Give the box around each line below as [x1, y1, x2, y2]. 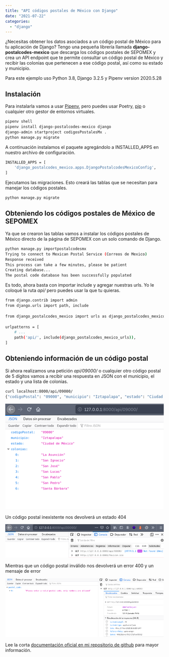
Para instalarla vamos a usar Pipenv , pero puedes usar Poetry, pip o [5, 103, 146, 109]
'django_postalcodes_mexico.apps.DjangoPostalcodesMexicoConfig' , [14, 165, 156, 170]
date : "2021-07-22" [5, 13, 46, 19]
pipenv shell [5, 119, 33, 124]
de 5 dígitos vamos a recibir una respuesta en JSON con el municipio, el [5, 373, 155, 379]
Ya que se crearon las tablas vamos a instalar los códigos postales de [5, 230, 149, 237]
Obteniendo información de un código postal [5, 354, 148, 363]
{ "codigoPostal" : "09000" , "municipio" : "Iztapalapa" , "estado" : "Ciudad [5, 394, 163, 399]
